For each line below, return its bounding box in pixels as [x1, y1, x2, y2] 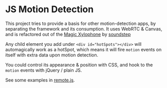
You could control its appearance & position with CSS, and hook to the [5, 62, 153, 68]
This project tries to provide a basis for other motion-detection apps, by [5, 20, 156, 26]
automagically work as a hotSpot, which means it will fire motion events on [5, 46, 162, 52]
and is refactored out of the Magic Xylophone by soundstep [5, 31, 131, 37]
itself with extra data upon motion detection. [5, 52, 99, 58]
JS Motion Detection [5, 4, 94, 15]
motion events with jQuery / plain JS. [5, 67, 82, 73]
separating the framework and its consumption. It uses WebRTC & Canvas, [5, 25, 162, 32]
